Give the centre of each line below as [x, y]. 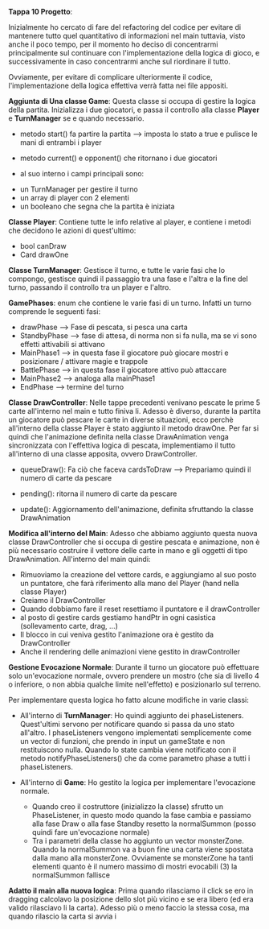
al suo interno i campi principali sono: [82, 173]
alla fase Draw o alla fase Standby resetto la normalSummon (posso [144, 824]
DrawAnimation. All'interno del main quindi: [79, 559]
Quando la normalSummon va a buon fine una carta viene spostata [143, 849]
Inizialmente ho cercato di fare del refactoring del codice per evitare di [125, 27]
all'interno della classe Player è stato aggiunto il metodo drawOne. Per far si [134, 428]
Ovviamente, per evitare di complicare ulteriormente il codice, [110, 77]
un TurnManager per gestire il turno [79, 189]
